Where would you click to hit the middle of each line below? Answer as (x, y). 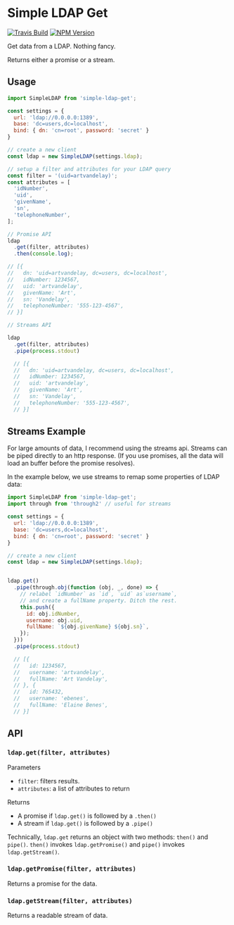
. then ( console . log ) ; (44, 254)
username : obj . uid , (54, 620)
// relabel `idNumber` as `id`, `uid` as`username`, (99, 594)
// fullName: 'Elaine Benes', (61, 705)
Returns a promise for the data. (52, 883)
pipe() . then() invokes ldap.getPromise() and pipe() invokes (96, 844)
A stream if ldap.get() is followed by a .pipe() (85, 823)
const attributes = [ (39, 182)
